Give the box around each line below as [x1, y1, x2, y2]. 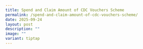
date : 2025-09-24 [5, 17, 42, 22]
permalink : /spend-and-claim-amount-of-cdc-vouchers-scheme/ [5, 12, 138, 17]
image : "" [5, 31, 27, 36]
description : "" [5, 27, 40, 32]
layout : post [5, 21, 33, 27]
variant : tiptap [5, 36, 40, 41]
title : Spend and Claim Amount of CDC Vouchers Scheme [5, 7, 125, 13]
